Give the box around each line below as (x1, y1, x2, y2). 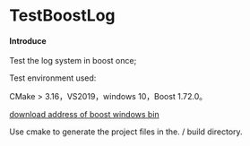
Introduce (9, 35, 47, 46)
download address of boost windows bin (9, 109, 159, 120)
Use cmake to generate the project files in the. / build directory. (9, 126, 244, 137)
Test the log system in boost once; (9, 56, 137, 66)
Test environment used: (9, 73, 97, 83)
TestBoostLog (9, 5, 116, 26)
